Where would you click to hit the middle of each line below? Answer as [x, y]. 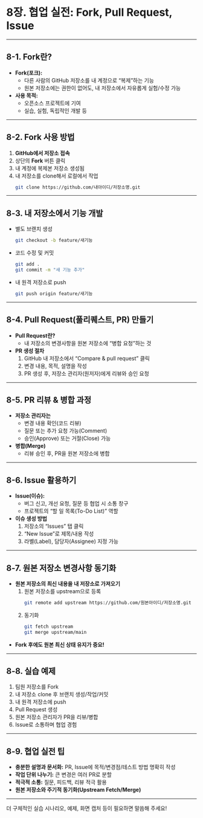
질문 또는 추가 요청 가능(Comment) [66, 431]
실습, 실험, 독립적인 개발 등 [56, 110]
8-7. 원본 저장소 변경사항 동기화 [61, 568]
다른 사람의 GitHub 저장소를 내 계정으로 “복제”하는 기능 [89, 80]
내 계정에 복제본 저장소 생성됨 [50, 168]
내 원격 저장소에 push [40, 702]
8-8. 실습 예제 [31, 671]
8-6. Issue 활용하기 [41, 480]
